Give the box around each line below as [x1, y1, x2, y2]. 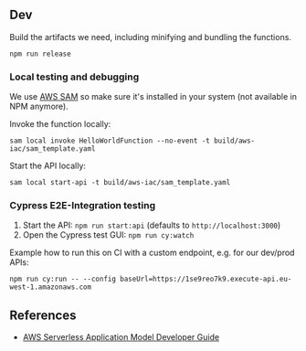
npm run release [9, 49, 71, 58]
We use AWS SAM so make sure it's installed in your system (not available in [9, 91, 297, 102]
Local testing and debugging [9, 70, 140, 83]
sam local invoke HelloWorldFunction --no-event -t [9, 136, 210, 145]
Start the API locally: [9, 160, 87, 172]
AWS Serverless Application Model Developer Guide [22, 332, 220, 343]
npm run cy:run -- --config [9, 274, 117, 284]
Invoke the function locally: [9, 119, 111, 130]
